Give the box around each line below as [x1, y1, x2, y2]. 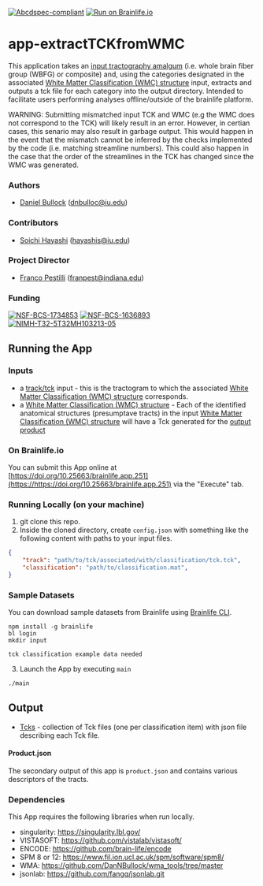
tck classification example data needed [8, 650, 143, 658]
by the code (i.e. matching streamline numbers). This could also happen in [8, 143, 250, 153]
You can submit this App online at [8, 463, 117, 472]
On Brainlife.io [8, 445, 65, 456]
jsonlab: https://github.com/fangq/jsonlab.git [19, 869, 165, 879]
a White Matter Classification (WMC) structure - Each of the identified [19, 400, 246, 409]
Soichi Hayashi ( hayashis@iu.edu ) [19, 235, 131, 244]
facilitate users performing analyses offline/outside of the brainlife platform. [8, 95, 254, 104]
